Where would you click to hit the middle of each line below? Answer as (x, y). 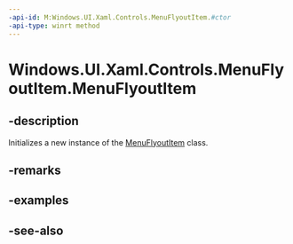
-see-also (36, 230)
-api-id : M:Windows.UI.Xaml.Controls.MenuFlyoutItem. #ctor (120, 17)
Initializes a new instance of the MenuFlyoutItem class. (108, 142)
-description (44, 121)
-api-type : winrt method (54, 26)
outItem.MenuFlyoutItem (103, 88)
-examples (39, 201)
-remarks (35, 170)
